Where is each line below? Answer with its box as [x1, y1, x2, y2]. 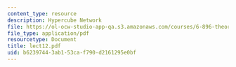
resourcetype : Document [7, 36, 77, 43]
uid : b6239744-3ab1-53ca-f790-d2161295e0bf [7, 50, 137, 57]
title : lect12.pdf [7, 43, 61, 50]
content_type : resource [7, 10, 77, 17]
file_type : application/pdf [7, 29, 90, 37]
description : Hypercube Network [7, 17, 102, 24]
